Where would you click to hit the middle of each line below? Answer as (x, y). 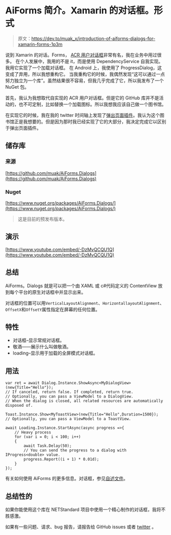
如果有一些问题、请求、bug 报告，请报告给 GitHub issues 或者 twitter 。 (81, 527)
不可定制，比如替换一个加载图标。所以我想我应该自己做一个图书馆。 (94, 104)
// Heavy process (33, 432)
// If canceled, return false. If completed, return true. (69, 392)
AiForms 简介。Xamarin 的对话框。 (80, 11)
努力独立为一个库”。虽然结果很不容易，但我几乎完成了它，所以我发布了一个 (85, 81)
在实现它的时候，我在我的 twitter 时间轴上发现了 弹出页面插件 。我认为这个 (82, 115)
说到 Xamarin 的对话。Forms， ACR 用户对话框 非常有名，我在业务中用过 (81, 55)
